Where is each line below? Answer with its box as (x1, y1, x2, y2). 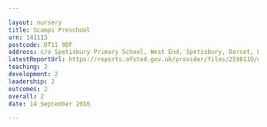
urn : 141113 (8, 33, 48, 41)
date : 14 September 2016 (8, 100, 91, 108)
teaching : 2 (8, 63, 48, 71)
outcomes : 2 (8, 85, 48, 93)
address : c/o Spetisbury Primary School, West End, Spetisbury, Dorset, (8, 48, 254, 56)
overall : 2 (8, 92, 44, 100)
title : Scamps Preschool (8, 25, 91, 34)
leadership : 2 (8, 77, 56, 86)
